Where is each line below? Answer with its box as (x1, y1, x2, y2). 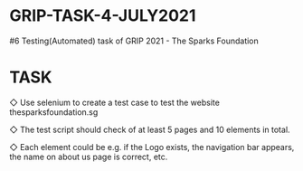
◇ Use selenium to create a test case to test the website (9, 97, 220, 108)
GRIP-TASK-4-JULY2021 (9, 5, 196, 26)
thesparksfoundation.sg (9, 106, 99, 118)
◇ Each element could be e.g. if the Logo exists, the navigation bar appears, (9, 141, 295, 152)
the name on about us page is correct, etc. (9, 151, 168, 162)
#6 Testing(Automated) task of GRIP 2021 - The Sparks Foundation (9, 35, 260, 46)
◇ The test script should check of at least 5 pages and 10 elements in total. (9, 124, 291, 135)
